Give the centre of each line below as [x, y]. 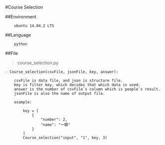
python [21, 44]
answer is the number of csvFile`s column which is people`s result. [87, 89]
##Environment [21, 17]
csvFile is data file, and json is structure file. [68, 81]
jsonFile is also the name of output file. [60, 94]
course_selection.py [38, 63]
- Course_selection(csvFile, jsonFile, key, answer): [62, 72]
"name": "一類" [55, 125]
